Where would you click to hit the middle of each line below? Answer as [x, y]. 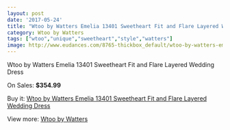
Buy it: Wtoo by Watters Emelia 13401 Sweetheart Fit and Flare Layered [107, 99]
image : [16, 45]
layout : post [26, 13]
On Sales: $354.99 [34, 85]
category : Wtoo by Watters [46, 32]
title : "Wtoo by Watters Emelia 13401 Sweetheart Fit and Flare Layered [113, 26]
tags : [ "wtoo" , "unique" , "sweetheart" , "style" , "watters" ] [90, 39]
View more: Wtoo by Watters [48, 119]
